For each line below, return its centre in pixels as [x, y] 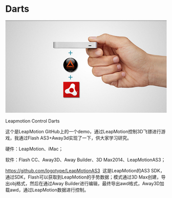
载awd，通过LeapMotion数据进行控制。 [47, 190]
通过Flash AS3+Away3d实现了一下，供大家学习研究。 [75, 138]
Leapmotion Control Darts [33, 121]
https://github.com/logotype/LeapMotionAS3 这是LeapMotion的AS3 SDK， [85, 171]
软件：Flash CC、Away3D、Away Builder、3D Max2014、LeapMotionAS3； [85, 160]
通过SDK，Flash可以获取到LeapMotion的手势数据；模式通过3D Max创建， [83, 177]
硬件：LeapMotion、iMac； [34, 149]
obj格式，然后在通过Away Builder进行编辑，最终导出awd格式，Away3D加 [87, 184]
